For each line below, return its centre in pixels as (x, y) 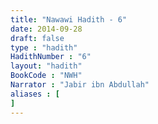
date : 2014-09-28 (46, 29)
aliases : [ (35, 94)
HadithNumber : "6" (51, 57)
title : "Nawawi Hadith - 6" (69, 19)
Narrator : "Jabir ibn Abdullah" (80, 85)
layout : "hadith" (46, 66)
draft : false (37, 38)
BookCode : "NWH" (46, 76)
